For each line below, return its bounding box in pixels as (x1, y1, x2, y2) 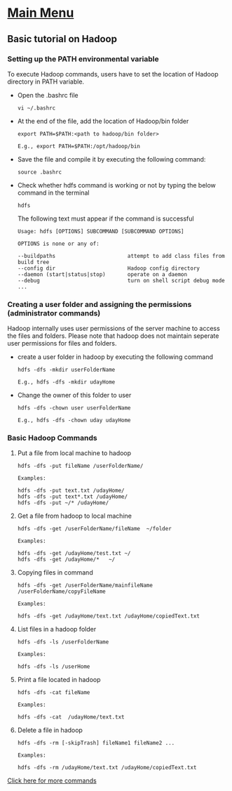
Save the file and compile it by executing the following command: (17, 155, 206, 163)
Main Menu (7, 5, 74, 21)
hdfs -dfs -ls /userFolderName (17, 639, 109, 646)
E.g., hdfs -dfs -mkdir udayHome (17, 379, 116, 386)
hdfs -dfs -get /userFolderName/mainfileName (17, 582, 153, 589)
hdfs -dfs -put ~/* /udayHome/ (17, 499, 109, 506)
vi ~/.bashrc (17, 104, 56, 112)
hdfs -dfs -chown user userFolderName (17, 405, 131, 412)
